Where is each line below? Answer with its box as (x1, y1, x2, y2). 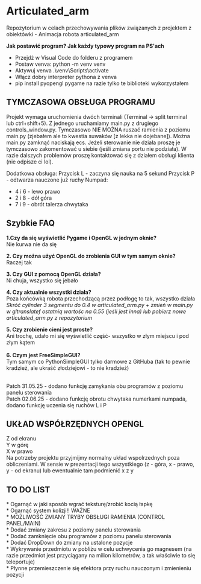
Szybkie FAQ (6, 218, 55, 229)
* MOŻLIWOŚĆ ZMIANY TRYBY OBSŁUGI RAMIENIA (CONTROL (6, 513, 165, 521)
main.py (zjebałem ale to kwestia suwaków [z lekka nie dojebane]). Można (6, 132, 191, 139)
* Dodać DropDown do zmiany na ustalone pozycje (6, 539, 133, 547)
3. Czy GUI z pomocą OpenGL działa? (6, 270, 101, 278)
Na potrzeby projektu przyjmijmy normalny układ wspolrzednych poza (6, 454, 180, 462)
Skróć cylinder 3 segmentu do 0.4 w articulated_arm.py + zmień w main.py (6, 301, 193, 308)
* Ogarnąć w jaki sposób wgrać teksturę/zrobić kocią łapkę (6, 501, 153, 508)
